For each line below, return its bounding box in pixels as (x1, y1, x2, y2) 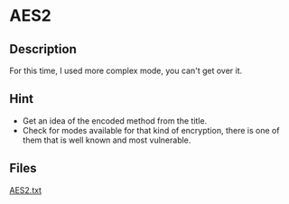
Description (9, 42, 77, 57)
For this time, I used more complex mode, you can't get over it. (9, 65, 243, 76)
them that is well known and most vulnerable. (22, 134, 191, 145)
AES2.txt (9, 184, 42, 195)
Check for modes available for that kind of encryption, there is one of (22, 125, 280, 135)
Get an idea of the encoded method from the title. (22, 115, 208, 126)
